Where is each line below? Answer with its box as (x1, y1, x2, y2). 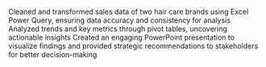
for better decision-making (8, 50, 98, 59)
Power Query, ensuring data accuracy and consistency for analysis (8, 15, 231, 25)
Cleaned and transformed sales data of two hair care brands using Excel (8, 7, 249, 16)
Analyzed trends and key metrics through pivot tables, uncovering (8, 24, 228, 33)
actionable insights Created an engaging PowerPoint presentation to (8, 32, 235, 42)
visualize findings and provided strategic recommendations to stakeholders (8, 41, 259, 51)
